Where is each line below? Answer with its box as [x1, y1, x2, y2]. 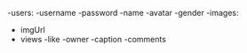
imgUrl [20, 25, 45, 34]
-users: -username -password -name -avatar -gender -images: [7, 8, 240, 18]
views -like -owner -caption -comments [20, 34, 167, 44]
